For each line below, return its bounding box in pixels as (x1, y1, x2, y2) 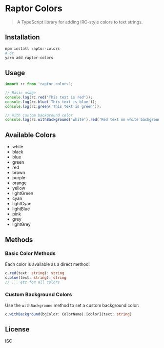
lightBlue (12, 206, 30, 212)
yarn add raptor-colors (5, 55, 54, 60)
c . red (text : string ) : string (5, 271, 64, 275)
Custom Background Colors (5, 291, 72, 298)
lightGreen (12, 191, 34, 196)
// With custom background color (5, 113, 73, 117)
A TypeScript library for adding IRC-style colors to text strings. (17, 19, 143, 25)
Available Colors (5, 131, 56, 139)
